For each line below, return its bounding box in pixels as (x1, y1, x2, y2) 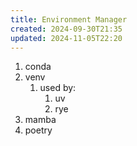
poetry (24, 124, 53, 136)
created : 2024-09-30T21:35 (10, 24, 123, 34)
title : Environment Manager (10, 14, 128, 25)
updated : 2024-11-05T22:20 (10, 33, 123, 43)
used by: (39, 82, 77, 94)
